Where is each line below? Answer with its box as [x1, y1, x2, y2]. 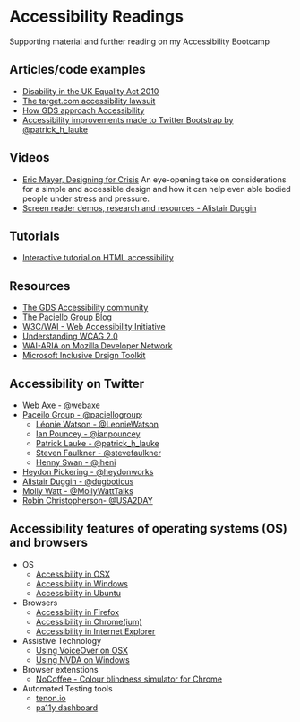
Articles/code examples [9, 62, 146, 77]
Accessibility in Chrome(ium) [35, 616, 143, 627]
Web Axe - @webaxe [21, 400, 100, 410]
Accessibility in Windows [35, 577, 128, 589]
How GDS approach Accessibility [21, 105, 145, 116]
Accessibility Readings [9, 6, 184, 27]
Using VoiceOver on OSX [35, 645, 128, 656]
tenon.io [35, 692, 66, 703]
